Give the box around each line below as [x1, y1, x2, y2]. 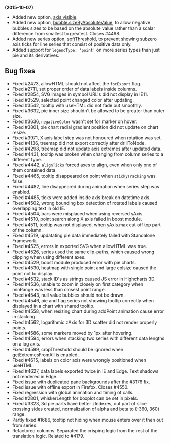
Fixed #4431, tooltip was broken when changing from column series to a [12, 151, 163, 157]
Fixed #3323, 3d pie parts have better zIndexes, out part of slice [12, 400, 147, 406]
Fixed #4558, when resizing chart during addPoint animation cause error [12, 308, 164, 314]
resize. [12, 129, 26, 135]
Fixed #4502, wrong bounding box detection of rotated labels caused [12, 200, 158, 206]
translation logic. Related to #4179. [12, 433, 85, 439]
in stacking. [12, 313, 37, 319]
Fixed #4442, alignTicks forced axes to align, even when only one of [12, 162, 157, 168]
